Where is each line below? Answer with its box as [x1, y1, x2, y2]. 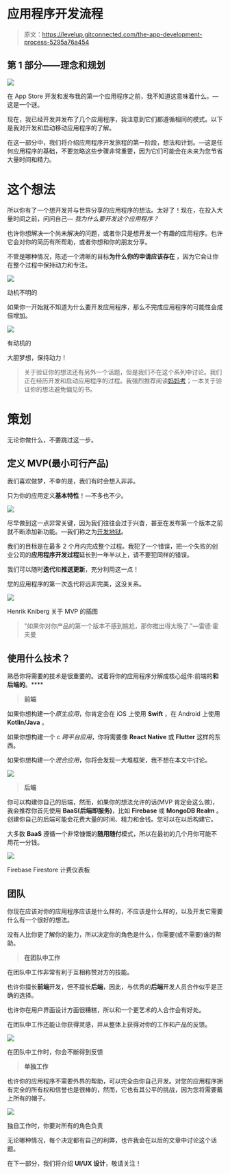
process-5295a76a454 [23, 38, 90, 46]
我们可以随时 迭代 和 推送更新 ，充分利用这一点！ [7, 565, 139, 573]
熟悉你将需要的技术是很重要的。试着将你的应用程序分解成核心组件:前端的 [7, 672, 214, 680]
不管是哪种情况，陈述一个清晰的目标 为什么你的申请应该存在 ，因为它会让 [7, 252, 213, 261]
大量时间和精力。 [7, 155, 55, 163]
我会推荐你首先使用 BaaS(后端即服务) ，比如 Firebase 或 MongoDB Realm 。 [7, 806, 222, 815]
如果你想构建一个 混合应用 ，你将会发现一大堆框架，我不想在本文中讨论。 [7, 756, 211, 765]
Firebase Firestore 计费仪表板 [7, 865, 90, 874]
